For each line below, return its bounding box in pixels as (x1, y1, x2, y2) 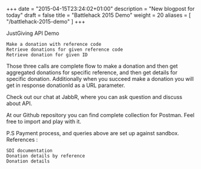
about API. (6, 100, 33, 107)
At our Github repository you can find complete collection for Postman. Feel (6, 112, 195, 118)
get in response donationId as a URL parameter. (6, 81, 125, 89)
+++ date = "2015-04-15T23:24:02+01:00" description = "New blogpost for (6, 5, 195, 12)
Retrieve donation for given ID (6, 52, 88, 58)
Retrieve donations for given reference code (6, 46, 123, 53)
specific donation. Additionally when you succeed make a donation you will (6, 75, 194, 82)
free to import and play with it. (6, 118, 82, 125)
